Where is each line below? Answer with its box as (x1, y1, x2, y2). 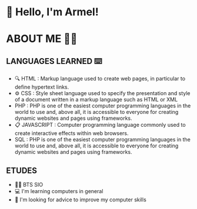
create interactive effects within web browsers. (14, 130, 129, 137)
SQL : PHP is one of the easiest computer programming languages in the (14, 136, 191, 143)
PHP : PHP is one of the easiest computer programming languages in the (14, 102, 191, 109)
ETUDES (6, 166, 37, 176)
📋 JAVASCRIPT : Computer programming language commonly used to (14, 122, 186, 129)
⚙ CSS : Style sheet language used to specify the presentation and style (14, 90, 191, 97)
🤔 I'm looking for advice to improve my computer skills (14, 196, 147, 203)
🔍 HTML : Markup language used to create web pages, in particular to (14, 75, 186, 82)
